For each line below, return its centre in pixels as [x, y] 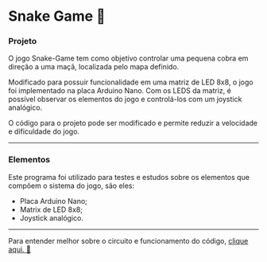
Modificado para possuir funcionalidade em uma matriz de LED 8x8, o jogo [131, 82]
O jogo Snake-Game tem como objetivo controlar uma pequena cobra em [128, 58]
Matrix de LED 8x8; [51, 209]
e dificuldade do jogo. [44, 131]
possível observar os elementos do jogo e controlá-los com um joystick [125, 100]
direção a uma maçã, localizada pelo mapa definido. [94, 67]
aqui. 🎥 [20, 249]
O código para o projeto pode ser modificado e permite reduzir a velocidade [133, 123]
